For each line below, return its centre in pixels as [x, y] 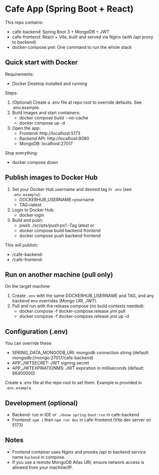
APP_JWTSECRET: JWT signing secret [51, 363]
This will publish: [22, 245]
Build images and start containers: [46, 112]
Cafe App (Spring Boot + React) [69, 9]
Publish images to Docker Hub [51, 178]
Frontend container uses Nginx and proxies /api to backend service [79, 452]
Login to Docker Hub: [33, 210]
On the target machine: [28, 286]
